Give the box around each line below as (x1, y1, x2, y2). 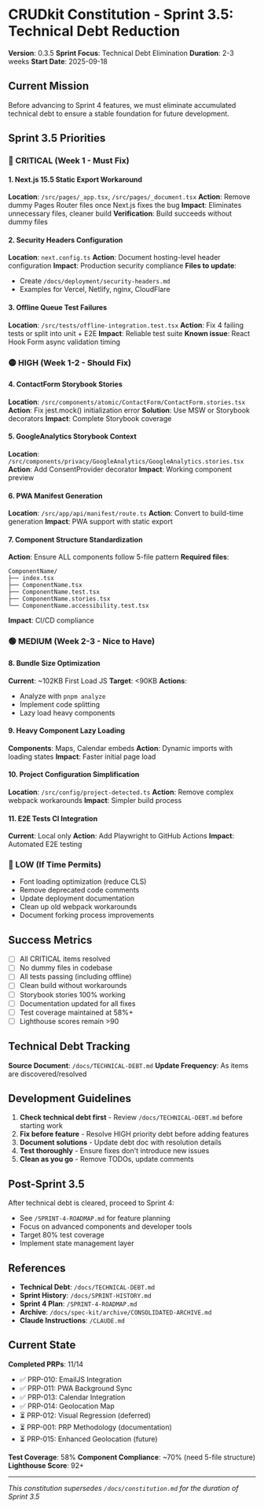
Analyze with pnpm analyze (19, 691, 106, 701)
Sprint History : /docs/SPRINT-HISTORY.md (19, 1291, 152, 1300)
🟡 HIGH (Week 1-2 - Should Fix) (8, 357, 132, 368)
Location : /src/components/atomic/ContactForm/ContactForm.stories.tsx (8, 397, 246, 406)
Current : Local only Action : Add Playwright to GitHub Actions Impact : (8, 831, 234, 841)
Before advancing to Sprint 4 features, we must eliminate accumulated (8, 100, 236, 109)
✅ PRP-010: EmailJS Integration (19, 1374, 122, 1384)
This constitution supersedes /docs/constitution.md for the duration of (8, 1483, 239, 1492)
